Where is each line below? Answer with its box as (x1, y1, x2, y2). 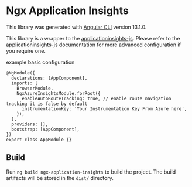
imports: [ (11, 80, 38, 86)
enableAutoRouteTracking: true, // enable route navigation (21, 96, 172, 101)
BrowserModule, (16, 85, 54, 91)
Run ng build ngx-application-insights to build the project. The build (6, 168, 176, 175)
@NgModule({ (6, 70, 35, 76)
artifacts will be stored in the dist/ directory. (6, 174, 114, 181)
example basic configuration (6, 59, 75, 66)
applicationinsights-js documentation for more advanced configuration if (6, 41, 181, 48)
